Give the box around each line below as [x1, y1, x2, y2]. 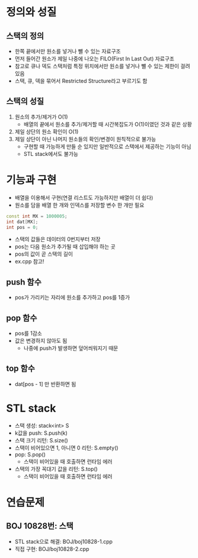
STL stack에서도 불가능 [23, 150, 79, 157]
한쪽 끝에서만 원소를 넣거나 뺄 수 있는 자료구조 [14, 48, 121, 55]
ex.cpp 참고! [14, 258, 44, 265]
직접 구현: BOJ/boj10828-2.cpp [14, 545, 90, 552]
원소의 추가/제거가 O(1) [14, 113, 68, 120]
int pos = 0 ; [6, 224, 39, 230]
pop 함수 [6, 313, 37, 323]
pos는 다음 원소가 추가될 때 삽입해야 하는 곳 [14, 243, 116, 250]
